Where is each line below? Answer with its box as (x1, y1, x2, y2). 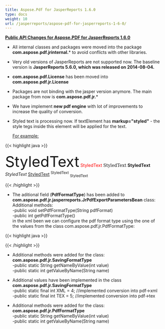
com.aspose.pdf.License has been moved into (12, 74, 108, 80)
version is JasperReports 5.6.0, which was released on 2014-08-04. (12, 64, 155, 70)
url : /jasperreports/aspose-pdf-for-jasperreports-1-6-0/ (5, 21, 127, 26)
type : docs (5, 12, 28, 17)
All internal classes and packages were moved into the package (12, 44, 142, 50)
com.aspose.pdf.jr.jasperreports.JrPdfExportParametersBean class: (12, 197, 156, 203)
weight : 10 (5, 16, 28, 21)
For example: (12, 133, 39, 139)
